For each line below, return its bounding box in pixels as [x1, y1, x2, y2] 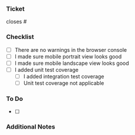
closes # [6, 18, 27, 25]
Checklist [6, 33, 34, 41]
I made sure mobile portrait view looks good [14, 52, 122, 60]
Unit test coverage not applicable [23, 79, 104, 87]
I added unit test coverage [14, 66, 78, 73]
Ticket [6, 5, 25, 13]
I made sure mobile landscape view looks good [14, 60, 130, 67]
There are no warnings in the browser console [14, 46, 127, 53]
